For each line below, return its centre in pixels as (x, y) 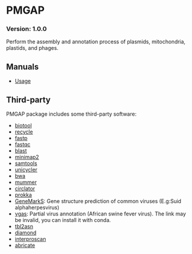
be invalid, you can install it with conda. (63, 220)
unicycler (26, 170)
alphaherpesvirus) (37, 208)
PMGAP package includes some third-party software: (71, 114)
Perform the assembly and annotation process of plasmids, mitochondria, (96, 42)
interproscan (30, 239)
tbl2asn (24, 227)
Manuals (23, 67)
